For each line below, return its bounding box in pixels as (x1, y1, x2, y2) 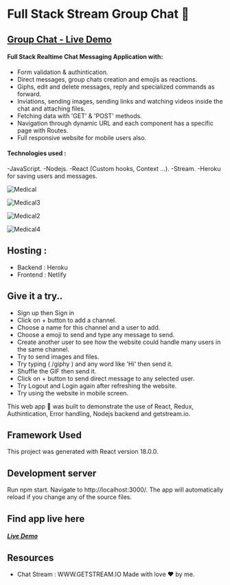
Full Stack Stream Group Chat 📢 (7, 6, 190, 22)
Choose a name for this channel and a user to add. (16, 323, 161, 332)
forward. (16, 89, 42, 98)
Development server (7, 467, 97, 479)
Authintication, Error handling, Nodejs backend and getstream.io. (7, 409, 191, 417)
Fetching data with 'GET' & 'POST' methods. (16, 111, 142, 119)
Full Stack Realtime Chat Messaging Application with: (7, 53, 163, 61)
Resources (7, 552, 54, 564)
